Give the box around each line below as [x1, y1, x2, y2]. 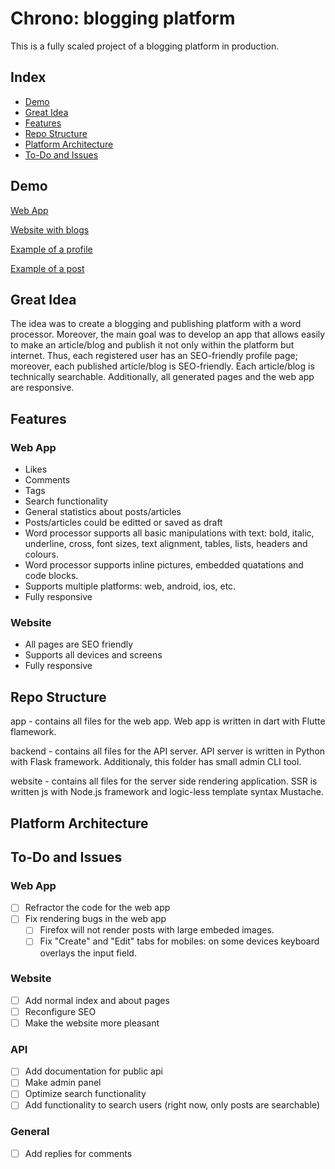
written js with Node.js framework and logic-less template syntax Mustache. [10, 786, 324, 798]
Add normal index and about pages [24, 994, 170, 1006]
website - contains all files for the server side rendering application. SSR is [10, 775, 318, 787]
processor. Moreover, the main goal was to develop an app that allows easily [10, 328, 326, 341]
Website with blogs [10, 223, 90, 236]
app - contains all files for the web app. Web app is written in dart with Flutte [10, 715, 326, 727]
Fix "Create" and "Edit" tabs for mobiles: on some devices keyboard [39, 935, 320, 947]
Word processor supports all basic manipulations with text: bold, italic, [24, 527, 315, 539]
